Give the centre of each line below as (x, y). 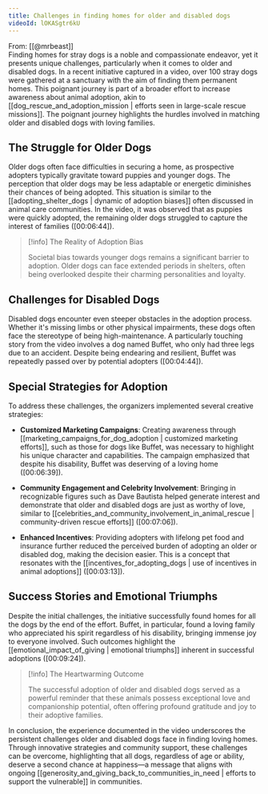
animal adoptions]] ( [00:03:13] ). (72, 571)
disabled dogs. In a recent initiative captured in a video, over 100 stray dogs (133, 71)
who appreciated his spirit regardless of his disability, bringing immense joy (133, 632)
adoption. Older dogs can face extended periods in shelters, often (136, 266)
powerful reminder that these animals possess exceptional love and (139, 698)
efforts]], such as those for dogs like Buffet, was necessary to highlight (137, 447)
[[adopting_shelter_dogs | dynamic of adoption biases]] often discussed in (131, 201)
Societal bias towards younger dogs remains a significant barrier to (138, 258)
